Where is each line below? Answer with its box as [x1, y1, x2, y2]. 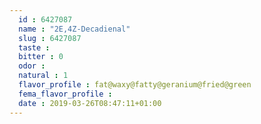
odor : [18, 61, 46, 71]
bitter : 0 [18, 52, 64, 62]
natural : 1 [18, 71, 69, 81]
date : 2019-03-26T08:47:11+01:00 [18, 98, 162, 108]
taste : [18, 42, 51, 53]
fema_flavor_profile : [18, 89, 113, 99]
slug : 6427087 [18, 33, 82, 43]
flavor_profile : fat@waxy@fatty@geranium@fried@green [18, 80, 252, 90]
